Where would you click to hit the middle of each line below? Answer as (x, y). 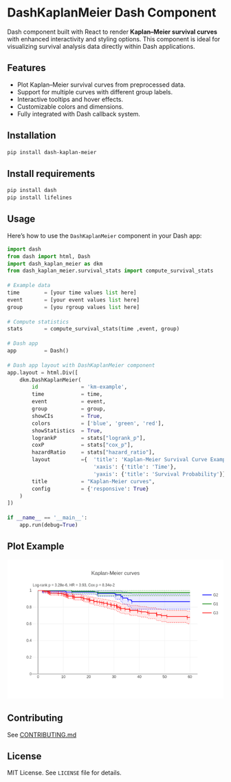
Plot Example (36, 546)
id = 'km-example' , (80, 387)
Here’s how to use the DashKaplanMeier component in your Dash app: (104, 235)
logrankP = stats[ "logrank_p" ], (89, 438)
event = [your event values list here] (73, 300)
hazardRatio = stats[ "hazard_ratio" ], (93, 452)
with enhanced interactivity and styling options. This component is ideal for (114, 39)
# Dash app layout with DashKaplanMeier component (81, 365)
